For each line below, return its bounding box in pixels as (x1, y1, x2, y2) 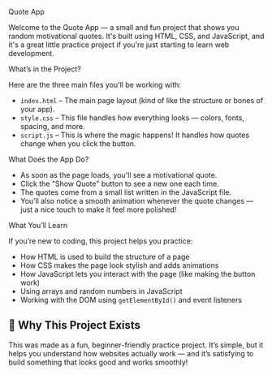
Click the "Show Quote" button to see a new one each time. (19, 179, 219, 188)
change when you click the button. (19, 139, 136, 149)
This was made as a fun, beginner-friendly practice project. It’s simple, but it (8, 340, 264, 350)
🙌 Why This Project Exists (8, 318, 140, 332)
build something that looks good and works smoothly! (8, 357, 188, 367)
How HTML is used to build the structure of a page (19, 252, 190, 261)
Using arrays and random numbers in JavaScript (19, 287, 183, 295)
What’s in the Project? (8, 64, 81, 74)
